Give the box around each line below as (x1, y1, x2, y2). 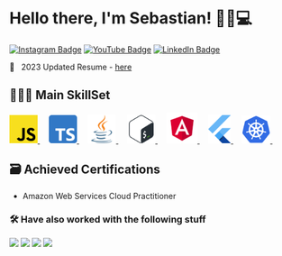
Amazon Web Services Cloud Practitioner (22, 190, 177, 201)
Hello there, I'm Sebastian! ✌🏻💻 (9, 8, 253, 29)
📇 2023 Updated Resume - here (9, 61, 132, 72)
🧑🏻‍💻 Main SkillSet (9, 87, 111, 103)
